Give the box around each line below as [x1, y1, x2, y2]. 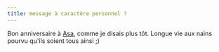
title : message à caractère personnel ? [7, 10, 128, 17]
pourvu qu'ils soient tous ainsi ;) [7, 36, 100, 45]
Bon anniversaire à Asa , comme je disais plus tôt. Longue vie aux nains [7, 29, 213, 37]
